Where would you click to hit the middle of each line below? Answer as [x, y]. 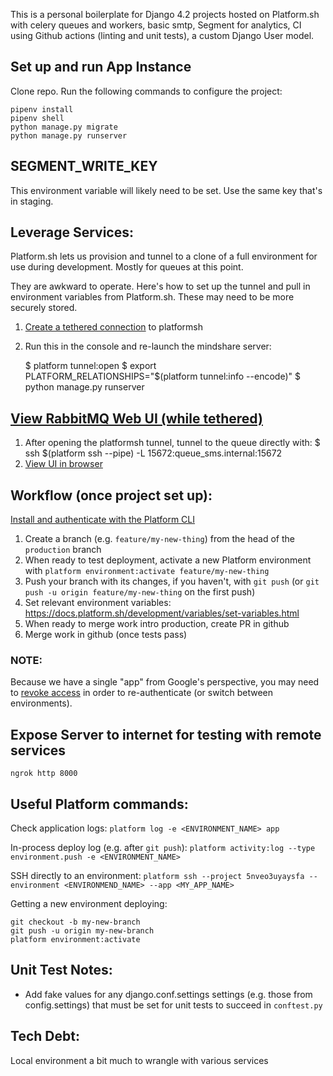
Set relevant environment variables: [98, 603]
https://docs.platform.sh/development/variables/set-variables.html [162, 613]
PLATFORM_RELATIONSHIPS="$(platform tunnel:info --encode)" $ [162, 376]
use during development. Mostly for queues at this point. [127, 267]
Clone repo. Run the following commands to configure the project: [146, 91]
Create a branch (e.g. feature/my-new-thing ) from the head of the [159, 539]
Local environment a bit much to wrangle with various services [139, 1060]
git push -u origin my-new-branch [82, 930]
